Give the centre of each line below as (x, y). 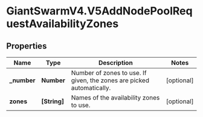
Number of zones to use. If (109, 73)
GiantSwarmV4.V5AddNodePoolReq (99, 11)
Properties (27, 46)
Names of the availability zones (115, 97)
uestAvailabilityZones (63, 24)
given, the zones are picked (110, 80)
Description (116, 63)
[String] (53, 101)
